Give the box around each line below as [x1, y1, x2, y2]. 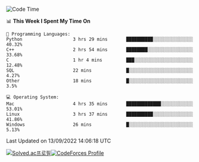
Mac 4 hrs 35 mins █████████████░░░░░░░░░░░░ [6, 101, 194, 107]
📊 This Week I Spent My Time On [6, 18, 91, 24]
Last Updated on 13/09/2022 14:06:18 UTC [6, 137, 111, 144]
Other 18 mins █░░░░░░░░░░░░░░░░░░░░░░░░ [6, 78, 194, 84]
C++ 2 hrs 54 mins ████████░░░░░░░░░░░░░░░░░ [6, 47, 194, 53]
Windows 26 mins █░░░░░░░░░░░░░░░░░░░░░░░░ [6, 122, 194, 128]
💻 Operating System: [6, 94, 60, 100]
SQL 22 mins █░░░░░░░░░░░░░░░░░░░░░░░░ [6, 68, 194, 74]
